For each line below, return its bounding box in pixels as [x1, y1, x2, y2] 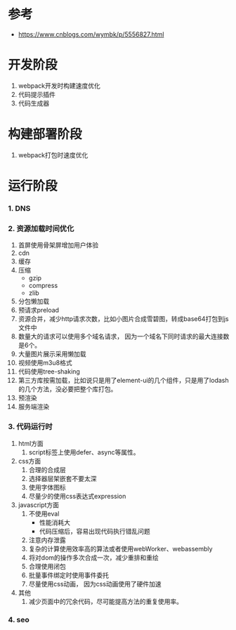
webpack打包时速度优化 [18, 150, 88, 159]
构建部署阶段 [8, 126, 83, 143]
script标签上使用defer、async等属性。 [28, 447, 140, 457]
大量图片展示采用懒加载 [18, 350, 86, 358]
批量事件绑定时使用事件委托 [28, 570, 110, 579]
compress [28, 282, 58, 290]
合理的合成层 [28, 465, 66, 474]
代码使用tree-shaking [18, 367, 80, 376]
